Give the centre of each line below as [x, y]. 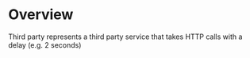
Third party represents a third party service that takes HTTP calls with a [125, 37]
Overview [41, 15]
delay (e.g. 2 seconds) [45, 44]
